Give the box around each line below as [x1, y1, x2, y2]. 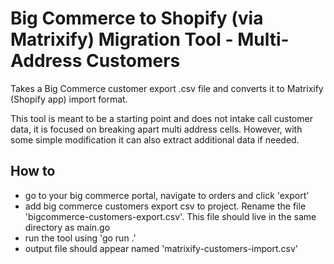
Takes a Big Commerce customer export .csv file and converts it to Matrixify [10, 82, 324, 94]
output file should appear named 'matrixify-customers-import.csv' [24, 242, 299, 254]
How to [10, 163, 56, 180]
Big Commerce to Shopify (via [10, 7, 264, 30]
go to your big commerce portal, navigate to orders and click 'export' [24, 189, 310, 201]
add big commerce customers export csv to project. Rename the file [24, 200, 307, 212]
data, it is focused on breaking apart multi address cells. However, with [10, 123, 303, 135]
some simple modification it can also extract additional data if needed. [10, 133, 300, 146]
